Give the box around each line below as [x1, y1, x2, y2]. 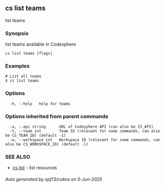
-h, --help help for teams [10, 101, 71, 106]
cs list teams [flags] [5, 51, 53, 56]
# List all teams [5, 74, 42, 79]
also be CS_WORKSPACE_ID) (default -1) [5, 142, 89, 147]
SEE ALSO [5, 153, 31, 160]
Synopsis [5, 30, 29, 37]
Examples [5, 63, 30, 70]
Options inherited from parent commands [5, 113, 109, 120]
